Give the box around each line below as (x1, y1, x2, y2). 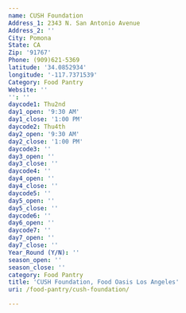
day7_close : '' (8, 241, 59, 249)
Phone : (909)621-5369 (8, 57, 80, 65)
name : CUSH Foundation (8, 11, 83, 20)
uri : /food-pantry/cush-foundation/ (8, 286, 130, 294)
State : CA (8, 41, 41, 49)
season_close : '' (8, 264, 66, 272)
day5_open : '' (8, 197, 56, 205)
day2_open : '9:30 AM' (8, 130, 80, 138)
